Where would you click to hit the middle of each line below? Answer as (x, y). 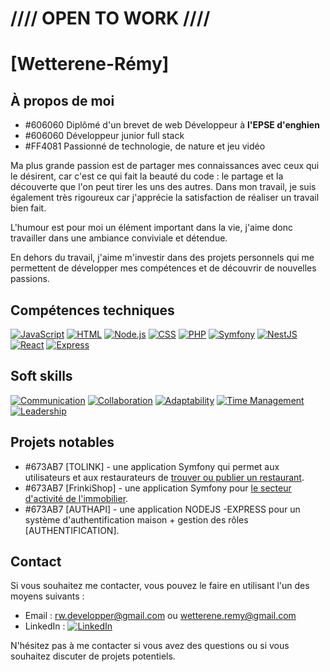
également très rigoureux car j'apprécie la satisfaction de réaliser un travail (165, 198)
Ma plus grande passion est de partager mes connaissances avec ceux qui (165, 166)
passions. (30, 279)
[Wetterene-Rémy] (90, 64)
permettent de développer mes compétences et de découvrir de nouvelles (163, 268)
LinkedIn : (45, 626)
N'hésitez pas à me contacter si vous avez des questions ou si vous (150, 646)
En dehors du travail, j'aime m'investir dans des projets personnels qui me (162, 258)
